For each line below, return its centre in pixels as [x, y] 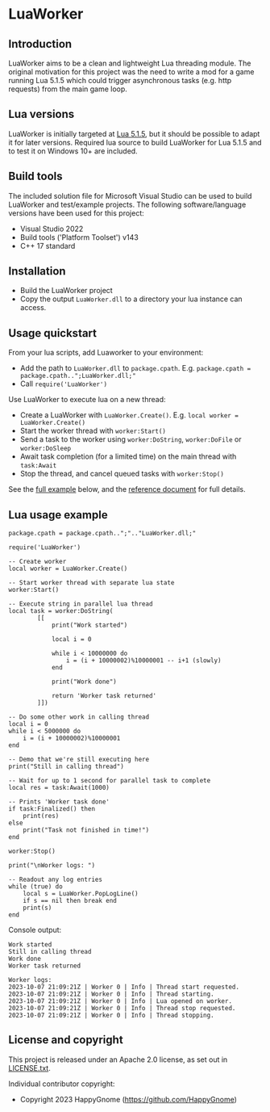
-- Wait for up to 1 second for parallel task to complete [110, 781]
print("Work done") [84, 682]
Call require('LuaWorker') [63, 384]
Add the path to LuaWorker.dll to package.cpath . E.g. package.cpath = [135, 368]
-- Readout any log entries [56, 880]
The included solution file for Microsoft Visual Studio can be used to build [130, 195]
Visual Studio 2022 [52, 229]
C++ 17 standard [48, 245]
